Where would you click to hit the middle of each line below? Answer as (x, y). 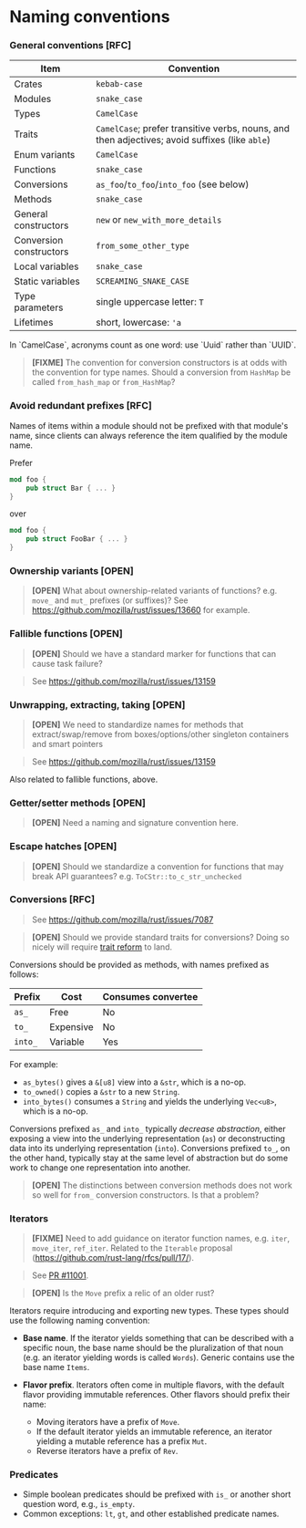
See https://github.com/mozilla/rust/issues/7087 (122, 920)
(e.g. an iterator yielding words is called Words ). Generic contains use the (158, 1357)
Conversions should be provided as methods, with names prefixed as (139, 964)
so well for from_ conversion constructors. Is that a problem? (145, 1195)
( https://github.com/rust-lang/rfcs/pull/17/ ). (112, 1258)
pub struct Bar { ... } (71, 488)
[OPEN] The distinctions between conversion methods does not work (162, 1185)
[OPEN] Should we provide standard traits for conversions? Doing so (160, 937)
